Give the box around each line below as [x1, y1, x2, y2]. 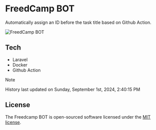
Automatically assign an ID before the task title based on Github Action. [5, 19, 152, 25]
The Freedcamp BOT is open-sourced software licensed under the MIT [5, 114, 151, 120]
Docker [12, 62, 28, 67]
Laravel [12, 57, 28, 63]
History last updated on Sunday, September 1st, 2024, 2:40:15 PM [5, 86, 141, 92]
